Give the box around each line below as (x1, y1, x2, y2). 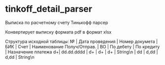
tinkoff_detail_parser (5, 3, 93, 15)
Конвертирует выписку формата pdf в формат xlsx (5, 29, 112, 35)
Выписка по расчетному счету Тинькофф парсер (5, 20, 108, 25)
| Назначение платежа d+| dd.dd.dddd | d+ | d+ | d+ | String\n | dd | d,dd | (5, 49, 158, 55)
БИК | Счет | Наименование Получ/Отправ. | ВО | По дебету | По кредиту (5, 43, 160, 49)
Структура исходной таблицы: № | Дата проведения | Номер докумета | (5, 38, 158, 44)
